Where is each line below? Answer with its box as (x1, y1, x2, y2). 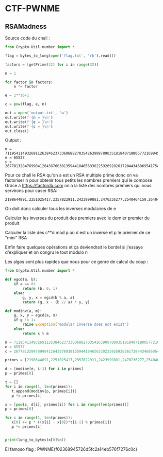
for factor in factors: (5, 80, 53, 85)
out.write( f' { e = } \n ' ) (5, 120, 53, 124)
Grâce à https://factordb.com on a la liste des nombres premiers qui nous (5, 183, 152, 189)
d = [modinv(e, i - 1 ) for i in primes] (5, 367, 83, 371)
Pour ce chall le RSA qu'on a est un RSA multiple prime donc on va (5, 172, 138, 178)
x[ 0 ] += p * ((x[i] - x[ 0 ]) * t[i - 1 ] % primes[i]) (11, 420, 112, 425)
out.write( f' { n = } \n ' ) (5, 115, 53, 120)
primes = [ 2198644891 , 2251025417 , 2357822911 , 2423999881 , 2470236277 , (5, 358, 147, 363)
